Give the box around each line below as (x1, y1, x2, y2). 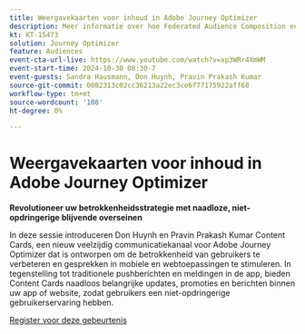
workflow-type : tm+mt (9, 89, 92, 98)
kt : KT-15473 (9, 30, 59, 39)
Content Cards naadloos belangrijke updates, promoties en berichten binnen (9, 278, 296, 289)
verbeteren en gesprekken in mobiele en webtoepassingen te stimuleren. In (9, 259, 292, 270)
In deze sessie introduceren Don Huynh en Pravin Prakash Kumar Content (9, 230, 286, 241)
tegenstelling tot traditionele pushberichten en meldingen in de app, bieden (9, 269, 290, 280)
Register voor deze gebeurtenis (9, 315, 127, 326)
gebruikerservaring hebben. (9, 297, 114, 309)
